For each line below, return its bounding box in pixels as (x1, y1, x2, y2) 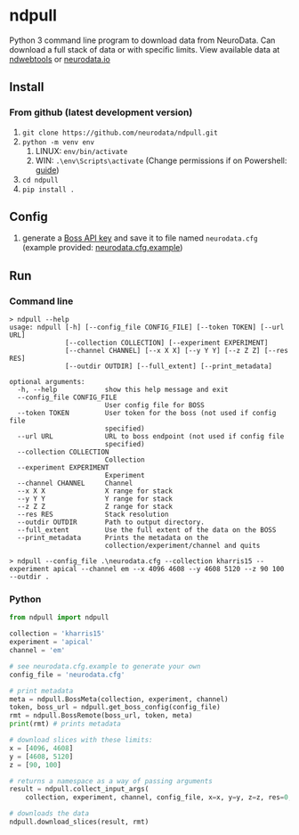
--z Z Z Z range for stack (17, 503, 174, 512)
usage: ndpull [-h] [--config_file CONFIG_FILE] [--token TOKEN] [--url (9, 323, 285, 332)
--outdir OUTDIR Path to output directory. (17, 518, 205, 527)
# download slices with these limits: (9, 736, 153, 745)
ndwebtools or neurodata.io (9, 53, 111, 64)
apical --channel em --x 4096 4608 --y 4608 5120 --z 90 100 (53, 565, 285, 574)
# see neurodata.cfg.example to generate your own (9, 661, 201, 671)
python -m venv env (21, 137, 95, 147)
